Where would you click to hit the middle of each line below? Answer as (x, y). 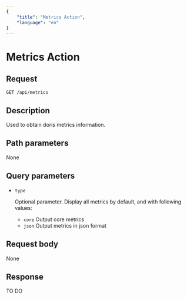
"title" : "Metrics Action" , (51, 17)
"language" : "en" (38, 22)
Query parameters (41, 176)
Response (25, 277)
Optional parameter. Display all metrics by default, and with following (98, 202)
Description (28, 111)
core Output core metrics (54, 219)
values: (23, 208)
